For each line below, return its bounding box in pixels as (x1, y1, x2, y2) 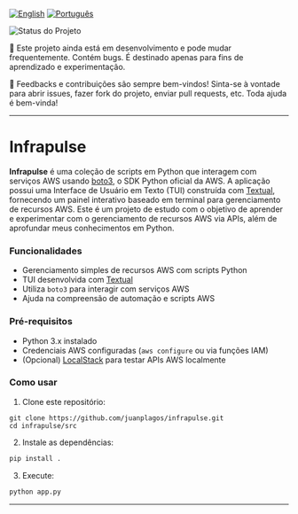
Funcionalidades (9, 245, 82, 257)
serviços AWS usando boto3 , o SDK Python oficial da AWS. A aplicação (9, 175, 271, 186)
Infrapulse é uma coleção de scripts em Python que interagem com (9, 166, 257, 176)
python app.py (9, 487, 62, 496)
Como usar (9, 377, 58, 389)
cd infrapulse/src (9, 421, 77, 430)
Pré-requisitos (9, 315, 73, 328)
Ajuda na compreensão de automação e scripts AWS (21, 293, 216, 304)
